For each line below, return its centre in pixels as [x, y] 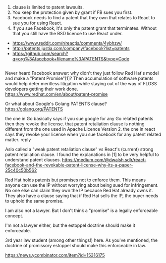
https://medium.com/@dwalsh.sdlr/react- [104, 160]
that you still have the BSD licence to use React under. [67, 33]
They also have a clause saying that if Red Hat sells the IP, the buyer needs [82, 196]
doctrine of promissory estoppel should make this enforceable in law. [76, 246]
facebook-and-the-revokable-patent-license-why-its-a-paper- [69, 165]
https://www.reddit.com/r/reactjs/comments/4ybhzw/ [67, 43]
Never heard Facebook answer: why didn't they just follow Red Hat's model [82, 73]
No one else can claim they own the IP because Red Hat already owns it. [79, 191]
